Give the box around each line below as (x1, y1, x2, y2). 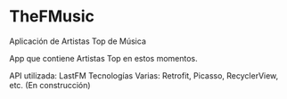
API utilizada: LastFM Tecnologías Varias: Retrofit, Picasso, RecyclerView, (9, 70, 279, 81)
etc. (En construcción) (9, 79, 91, 90)
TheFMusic (9, 6, 95, 27)
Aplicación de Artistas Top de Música (9, 36, 147, 46)
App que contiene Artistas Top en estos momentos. (9, 53, 198, 63)
